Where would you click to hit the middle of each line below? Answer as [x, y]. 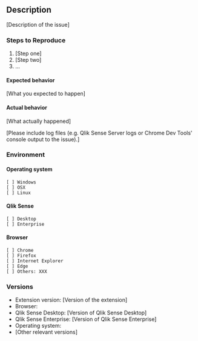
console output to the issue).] [43, 139]
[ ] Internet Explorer [35, 261]
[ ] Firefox [21, 256]
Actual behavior [27, 107]
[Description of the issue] [38, 24]
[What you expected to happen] [46, 94]
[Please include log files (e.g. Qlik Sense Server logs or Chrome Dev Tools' [99, 133]
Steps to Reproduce [36, 40]
